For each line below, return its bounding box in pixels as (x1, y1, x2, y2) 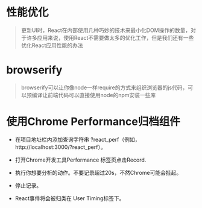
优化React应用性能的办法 (21, 42, 83, 49)
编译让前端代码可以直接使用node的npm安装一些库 (31, 91, 156, 98)
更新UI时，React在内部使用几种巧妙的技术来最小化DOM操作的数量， (21, 27, 191, 34)
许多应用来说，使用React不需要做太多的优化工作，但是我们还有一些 (26, 34, 194, 41)
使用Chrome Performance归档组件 (6, 115, 181, 128)
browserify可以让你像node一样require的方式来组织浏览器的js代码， (21, 84, 188, 91)
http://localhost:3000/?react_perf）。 (14, 143, 107, 151)
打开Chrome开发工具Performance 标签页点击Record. (14, 156, 147, 163)
